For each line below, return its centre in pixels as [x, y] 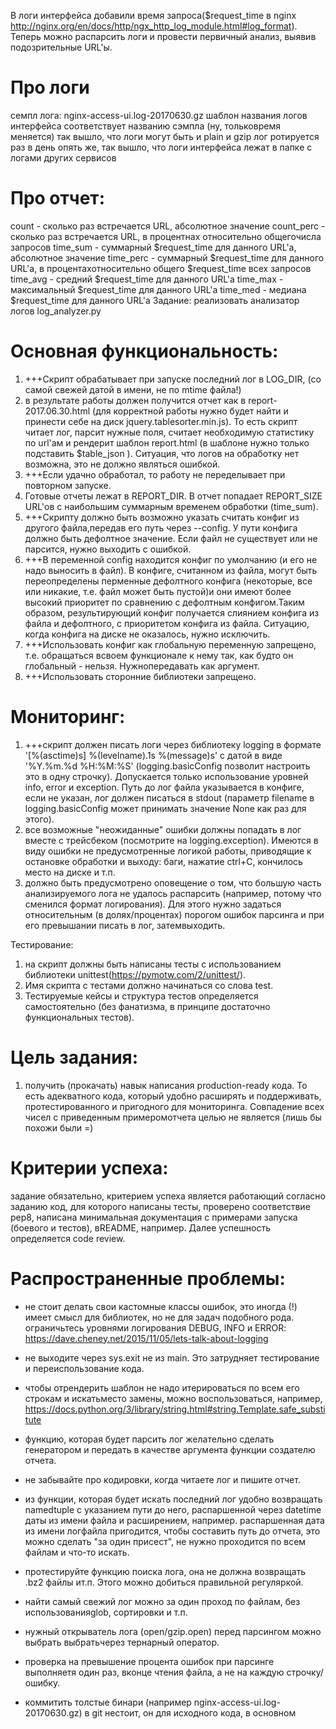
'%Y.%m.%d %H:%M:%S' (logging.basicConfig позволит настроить [167, 766]
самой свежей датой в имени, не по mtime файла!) [133, 389]
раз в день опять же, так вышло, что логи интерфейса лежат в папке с [161, 147]
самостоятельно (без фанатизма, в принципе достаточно [147, 1006]
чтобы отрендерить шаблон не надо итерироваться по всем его [162, 1387]
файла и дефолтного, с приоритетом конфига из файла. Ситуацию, [167, 623]
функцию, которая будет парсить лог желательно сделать [149, 1439]
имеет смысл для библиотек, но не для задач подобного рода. [159, 1317]
